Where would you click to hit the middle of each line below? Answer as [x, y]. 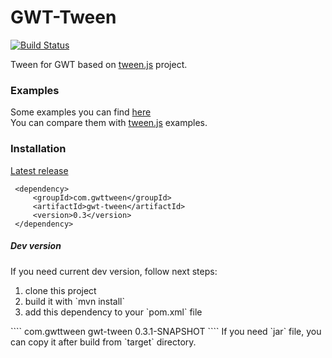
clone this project [60, 290]
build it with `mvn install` [75, 301]
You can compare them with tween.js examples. [109, 123]
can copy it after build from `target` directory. [103, 342]
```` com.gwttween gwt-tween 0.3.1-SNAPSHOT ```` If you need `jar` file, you [166, 331]
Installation [38, 149]
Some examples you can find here [81, 112]
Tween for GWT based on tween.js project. [99, 64]
